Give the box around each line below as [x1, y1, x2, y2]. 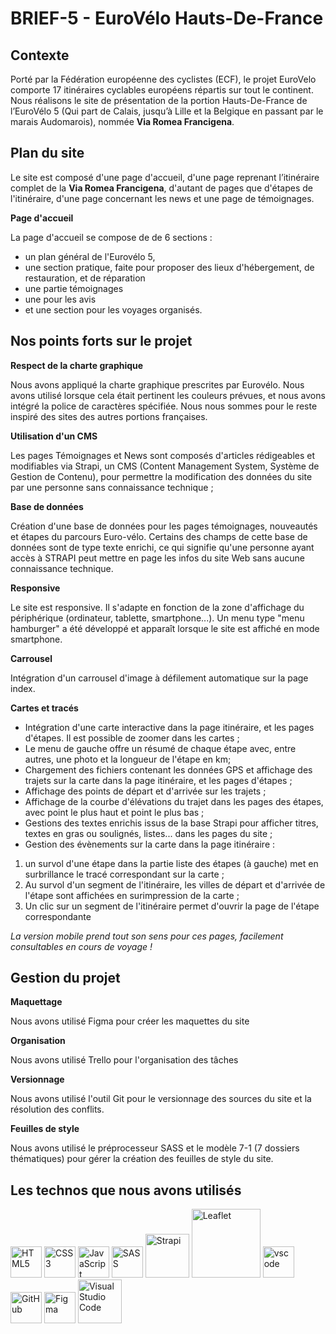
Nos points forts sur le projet [10, 333, 193, 350]
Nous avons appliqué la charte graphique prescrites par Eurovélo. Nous [10, 378, 305, 391]
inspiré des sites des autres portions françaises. [10, 410, 208, 422]
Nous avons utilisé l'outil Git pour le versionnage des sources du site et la [10, 1093, 312, 1105]
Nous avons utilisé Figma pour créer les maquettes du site [10, 1015, 250, 1027]
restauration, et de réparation [24, 272, 146, 284]
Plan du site [10, 145, 85, 162]
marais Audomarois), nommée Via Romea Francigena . [10, 116, 235, 127]
